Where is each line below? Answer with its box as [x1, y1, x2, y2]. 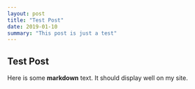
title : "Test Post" [7, 17, 64, 24]
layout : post [7, 10, 45, 17]
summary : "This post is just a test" [7, 29, 117, 37]
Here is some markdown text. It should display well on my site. [7, 74, 189, 82]
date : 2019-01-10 [7, 23, 58, 30]
